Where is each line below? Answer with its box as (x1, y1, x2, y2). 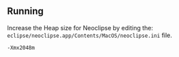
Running (7, 5, 44, 17)
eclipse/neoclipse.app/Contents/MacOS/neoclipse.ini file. (7, 31, 173, 39)
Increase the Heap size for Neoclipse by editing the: (7, 23, 154, 32)
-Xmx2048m (7, 44, 36, 51)
